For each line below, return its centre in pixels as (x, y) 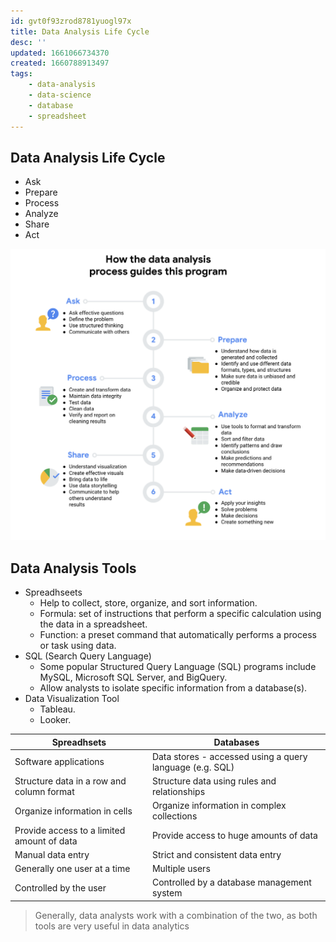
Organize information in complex (219, 806)
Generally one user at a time (72, 869)
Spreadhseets (53, 592)
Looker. (55, 720)
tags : (21, 74)
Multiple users (181, 869)
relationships (178, 792)
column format (44, 792)
